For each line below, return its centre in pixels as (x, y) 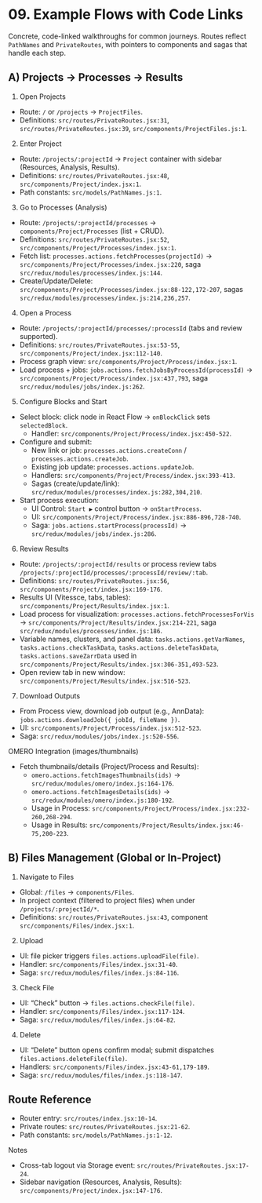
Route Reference (50, 1099)
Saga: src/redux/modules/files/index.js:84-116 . (99, 972)
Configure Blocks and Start (63, 401)
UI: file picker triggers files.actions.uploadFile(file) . (109, 956)
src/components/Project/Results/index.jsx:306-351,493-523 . (119, 664)
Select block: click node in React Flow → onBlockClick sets (115, 417)
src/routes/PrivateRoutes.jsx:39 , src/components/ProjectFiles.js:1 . (133, 128)
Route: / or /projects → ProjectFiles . (81, 111)
